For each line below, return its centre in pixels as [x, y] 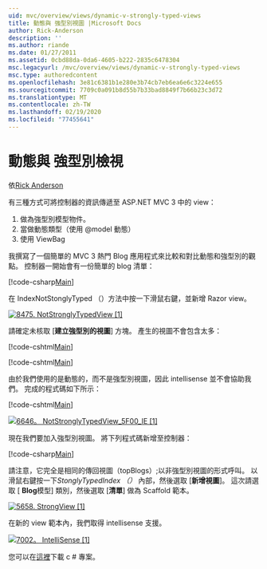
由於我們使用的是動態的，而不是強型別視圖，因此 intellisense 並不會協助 [126, 378]
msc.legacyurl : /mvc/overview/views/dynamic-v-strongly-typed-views [124, 68]
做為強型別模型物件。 [55, 219]
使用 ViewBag [42, 239]
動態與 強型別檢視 [66, 162]
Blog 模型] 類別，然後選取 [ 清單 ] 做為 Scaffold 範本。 [107, 490]
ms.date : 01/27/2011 [43, 53]
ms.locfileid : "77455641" [51, 120]
